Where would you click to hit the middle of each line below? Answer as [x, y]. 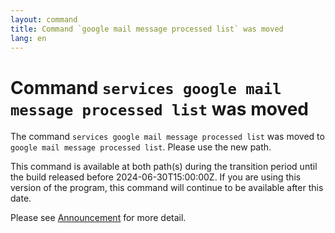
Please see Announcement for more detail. [98, 218]
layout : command [44, 19]
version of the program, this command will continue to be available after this [167, 188]
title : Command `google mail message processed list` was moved [147, 29]
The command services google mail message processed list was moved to [167, 137]
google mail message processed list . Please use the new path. [141, 147]
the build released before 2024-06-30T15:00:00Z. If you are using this [156, 177]
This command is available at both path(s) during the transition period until [164, 167]
